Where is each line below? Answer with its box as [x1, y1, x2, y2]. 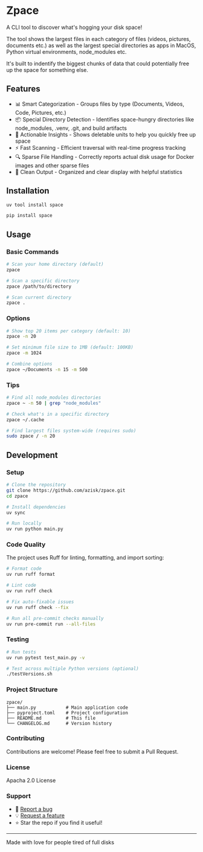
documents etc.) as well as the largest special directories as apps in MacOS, [6, 42, 196, 49]
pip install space [6, 213, 53, 219]
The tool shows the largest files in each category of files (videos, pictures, [6, 35, 192, 42]
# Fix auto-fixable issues [6, 599, 74, 605]
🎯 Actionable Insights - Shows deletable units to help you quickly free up [14, 131, 196, 138]
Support [6, 792, 31, 801]
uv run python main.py [6, 526, 63, 532]
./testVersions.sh [6, 671, 53, 677]
